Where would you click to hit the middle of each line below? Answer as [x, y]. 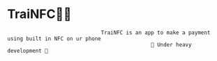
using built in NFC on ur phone [54, 38]
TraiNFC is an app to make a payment [156, 33]
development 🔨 [28, 51]
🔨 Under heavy [171, 44]
